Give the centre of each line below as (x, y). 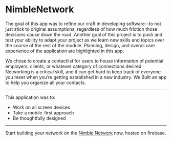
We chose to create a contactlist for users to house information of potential (84, 61)
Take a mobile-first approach (43, 113)
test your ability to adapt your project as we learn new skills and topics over (85, 40)
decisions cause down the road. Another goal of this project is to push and (84, 34)
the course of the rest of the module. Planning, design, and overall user (80, 45)
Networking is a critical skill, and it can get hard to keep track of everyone (83, 72)
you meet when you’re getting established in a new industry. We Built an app (86, 77)
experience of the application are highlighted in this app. (65, 51)
